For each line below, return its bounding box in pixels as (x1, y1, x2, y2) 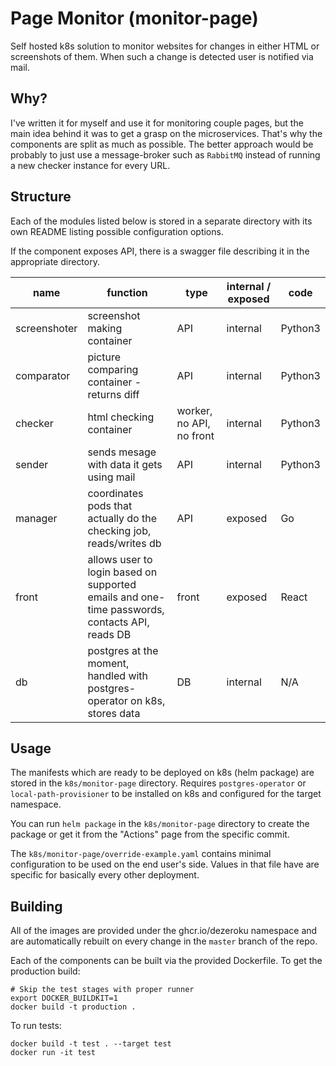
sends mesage (87, 445, 157, 459)
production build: (10, 965, 81, 977)
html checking (87, 410, 155, 424)
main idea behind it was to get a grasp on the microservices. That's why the (10, 127, 323, 139)
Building (10, 898, 63, 915)
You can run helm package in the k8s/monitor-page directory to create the (10, 818, 310, 830)
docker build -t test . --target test (10, 1039, 172, 1049)
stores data (87, 706, 141, 720)
